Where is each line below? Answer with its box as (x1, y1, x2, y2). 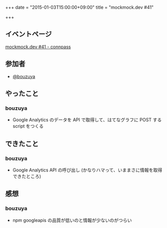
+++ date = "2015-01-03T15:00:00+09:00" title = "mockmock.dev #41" (5, 5, 154, 10)
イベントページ (5, 30, 52, 38)
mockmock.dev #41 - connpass (5, 43, 71, 50)
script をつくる (12, 123, 44, 129)
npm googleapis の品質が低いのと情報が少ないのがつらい (12, 217, 132, 223)
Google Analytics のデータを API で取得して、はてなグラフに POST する (12, 117, 162, 123)
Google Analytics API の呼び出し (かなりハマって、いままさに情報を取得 (12, 167, 162, 173)
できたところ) (12, 173, 41, 179)
